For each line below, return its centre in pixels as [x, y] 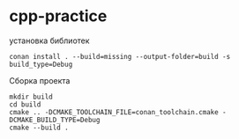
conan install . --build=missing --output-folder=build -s [120, 56]
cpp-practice [58, 16]
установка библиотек [49, 40]
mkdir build [31, 97]
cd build [25, 104]
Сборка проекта [40, 80]
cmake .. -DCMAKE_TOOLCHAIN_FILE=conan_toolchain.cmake [114, 112]
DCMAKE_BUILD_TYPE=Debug [55, 120]
